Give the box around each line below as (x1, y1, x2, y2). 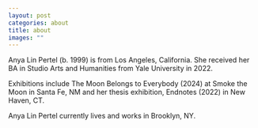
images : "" (8, 33, 44, 42)
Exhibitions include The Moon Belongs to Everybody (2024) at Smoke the (8, 79, 248, 88)
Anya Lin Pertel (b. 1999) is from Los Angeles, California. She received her (8, 55, 250, 65)
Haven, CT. (8, 96, 45, 105)
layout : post (8, 11, 51, 20)
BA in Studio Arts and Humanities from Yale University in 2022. (8, 64, 214, 73)
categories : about (8, 19, 69, 27)
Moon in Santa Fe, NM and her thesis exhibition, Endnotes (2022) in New (8, 88, 245, 97)
